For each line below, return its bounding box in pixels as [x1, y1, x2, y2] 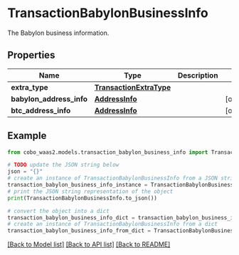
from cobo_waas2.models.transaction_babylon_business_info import [7, 148, 208, 156]
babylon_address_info [11, 94, 87, 104]
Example [7, 130, 47, 142]
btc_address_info [11, 105, 71, 115]
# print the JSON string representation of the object [7, 187, 174, 195]
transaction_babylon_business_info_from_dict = [7, 227, 152, 234]
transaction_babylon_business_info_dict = [7, 214, 135, 222]
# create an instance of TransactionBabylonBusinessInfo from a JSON [7, 175, 218, 182]
